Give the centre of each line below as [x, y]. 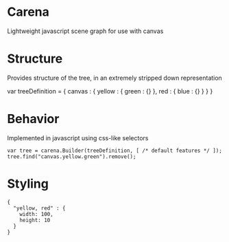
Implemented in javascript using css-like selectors [78, 137]
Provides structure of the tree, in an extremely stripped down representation [115, 78]
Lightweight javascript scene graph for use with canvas [85, 31]
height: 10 [35, 220]
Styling [28, 184]
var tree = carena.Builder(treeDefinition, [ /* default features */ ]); [115, 151]
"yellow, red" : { [40, 208]
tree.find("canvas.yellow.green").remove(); [72, 156]
